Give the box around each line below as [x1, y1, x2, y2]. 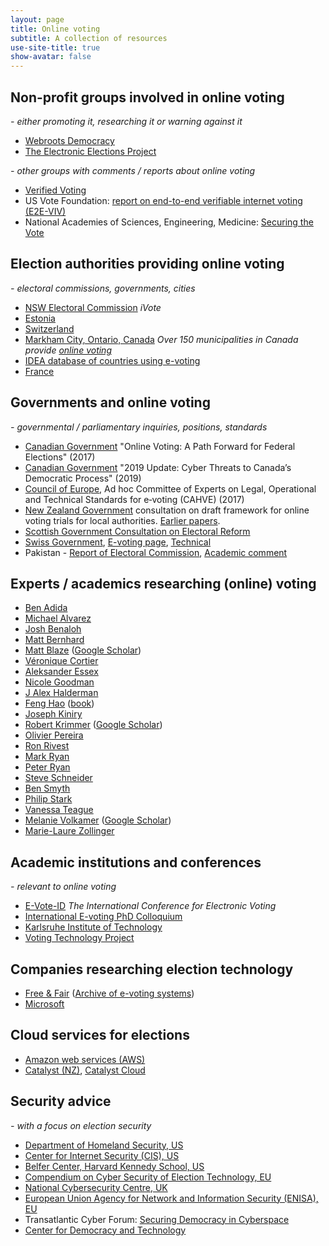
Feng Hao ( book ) [24, 697, 95, 710]
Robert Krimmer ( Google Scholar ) [24, 719, 163, 731]
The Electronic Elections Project [24, 145, 157, 157]
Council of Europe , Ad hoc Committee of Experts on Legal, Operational [24, 482, 317, 495]
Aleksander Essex [24, 666, 99, 678]
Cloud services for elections [10, 1027, 190, 1044]
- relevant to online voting [10, 881, 117, 893]
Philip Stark [24, 793, 73, 805]
